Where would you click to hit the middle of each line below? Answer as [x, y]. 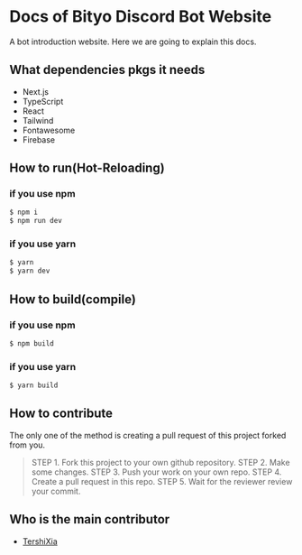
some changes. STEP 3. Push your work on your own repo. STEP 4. [156, 472]
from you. [27, 445]
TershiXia [40, 541]
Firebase [39, 139]
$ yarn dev [30, 271]
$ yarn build [34, 385]
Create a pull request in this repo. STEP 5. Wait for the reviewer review [162, 481]
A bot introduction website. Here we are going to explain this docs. [133, 42]
